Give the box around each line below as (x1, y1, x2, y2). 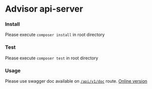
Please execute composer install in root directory (5, 32, 105, 37)
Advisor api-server (5, 3, 84, 15)
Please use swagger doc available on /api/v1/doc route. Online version (5, 78, 148, 84)
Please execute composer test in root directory (5, 55, 99, 61)
